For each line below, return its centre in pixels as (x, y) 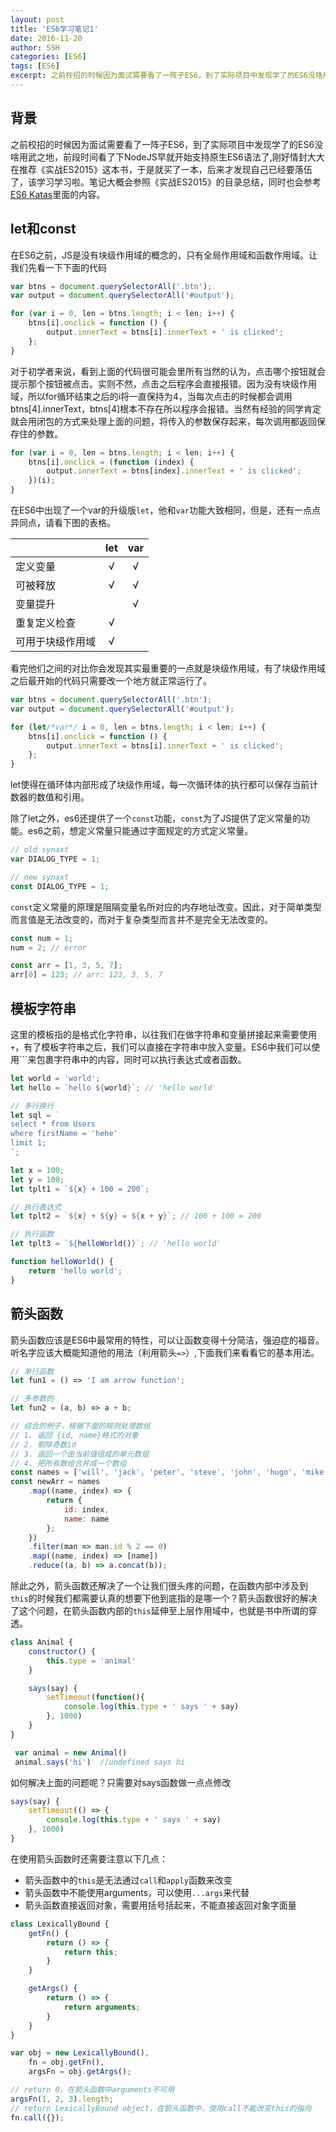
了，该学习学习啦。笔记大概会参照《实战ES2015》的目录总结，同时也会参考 (166, 182)
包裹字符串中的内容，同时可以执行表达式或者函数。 (141, 1059)
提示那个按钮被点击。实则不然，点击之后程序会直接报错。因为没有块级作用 (163, 383)
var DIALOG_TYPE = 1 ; (55, 859)
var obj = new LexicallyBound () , (80, 2053)
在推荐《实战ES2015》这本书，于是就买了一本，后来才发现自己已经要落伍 (161, 169)
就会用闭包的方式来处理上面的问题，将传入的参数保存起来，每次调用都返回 (163, 421)
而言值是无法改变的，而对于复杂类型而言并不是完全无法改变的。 (141, 919)
